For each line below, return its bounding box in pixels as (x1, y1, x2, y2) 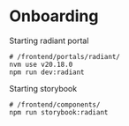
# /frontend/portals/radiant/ (9, 52, 121, 61)
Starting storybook (9, 83, 78, 93)
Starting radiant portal (9, 35, 89, 46)
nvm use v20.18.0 (9, 60, 73, 69)
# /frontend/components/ (9, 100, 101, 109)
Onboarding (9, 6, 99, 26)
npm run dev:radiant (9, 68, 86, 77)
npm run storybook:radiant (9, 107, 109, 116)
